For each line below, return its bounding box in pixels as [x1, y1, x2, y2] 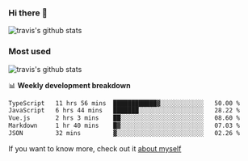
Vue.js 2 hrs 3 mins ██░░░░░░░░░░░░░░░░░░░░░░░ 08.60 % [8, 114, 241, 122]
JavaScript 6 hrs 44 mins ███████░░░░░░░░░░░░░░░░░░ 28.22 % [8, 107, 241, 115]
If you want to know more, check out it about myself [8, 143, 182, 153]
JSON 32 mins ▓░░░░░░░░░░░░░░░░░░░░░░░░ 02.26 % [8, 129, 241, 138]
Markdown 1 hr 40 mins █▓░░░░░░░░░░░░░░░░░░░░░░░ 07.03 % [8, 121, 241, 130]
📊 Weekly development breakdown [8, 80, 131, 90]
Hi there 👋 [8, 7, 48, 19]
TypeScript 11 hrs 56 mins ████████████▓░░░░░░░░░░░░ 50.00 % [8, 99, 241, 108]
